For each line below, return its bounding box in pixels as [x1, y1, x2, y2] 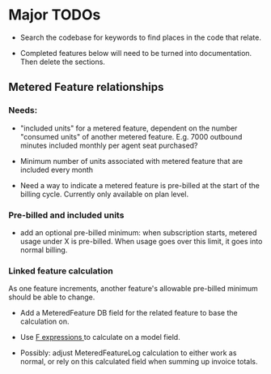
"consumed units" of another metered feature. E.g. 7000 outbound [19, 131, 243, 141]
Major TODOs [8, 6, 101, 24]
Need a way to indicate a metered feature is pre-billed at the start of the [19, 180, 260, 190]
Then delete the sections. [19, 57, 105, 67]
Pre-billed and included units [8, 209, 125, 221]
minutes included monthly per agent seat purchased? [19, 140, 198, 150]
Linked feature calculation [8, 265, 113, 277]
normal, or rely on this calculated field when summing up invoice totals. [19, 357, 258, 367]
